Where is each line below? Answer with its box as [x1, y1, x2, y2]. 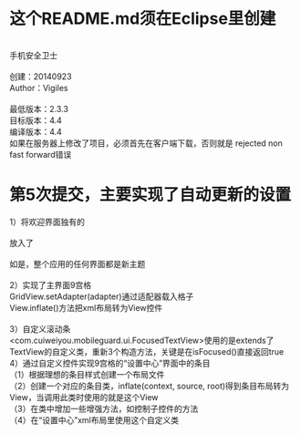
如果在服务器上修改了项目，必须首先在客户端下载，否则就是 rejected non [9, 138, 283, 149]
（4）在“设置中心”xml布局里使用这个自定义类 [9, 414, 180, 425]
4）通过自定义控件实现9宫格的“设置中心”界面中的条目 [9, 357, 212, 368]
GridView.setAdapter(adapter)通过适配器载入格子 [9, 291, 194, 302]
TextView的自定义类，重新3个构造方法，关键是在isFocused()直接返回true [9, 346, 285, 356]
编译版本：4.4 [9, 126, 62, 137]
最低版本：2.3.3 [9, 103, 68, 114]
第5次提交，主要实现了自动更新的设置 [9, 184, 292, 205]
